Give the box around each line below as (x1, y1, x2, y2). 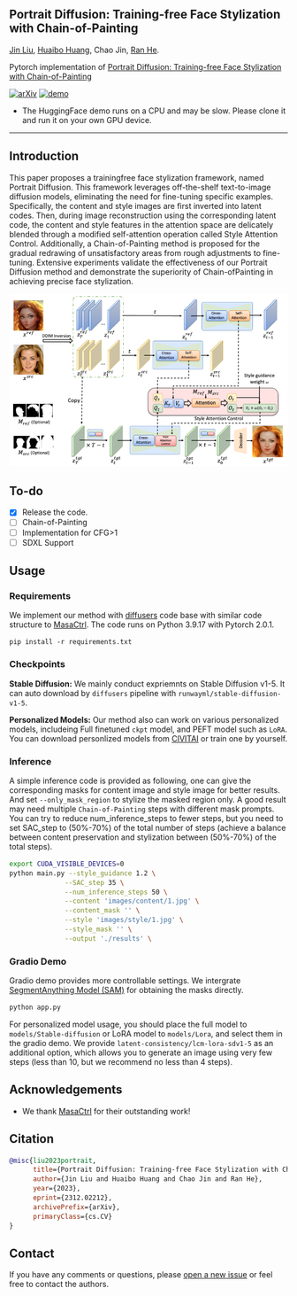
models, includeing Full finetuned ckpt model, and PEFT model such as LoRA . (9, 724, 288, 734)
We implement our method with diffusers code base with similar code (9, 610, 263, 621)
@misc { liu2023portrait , (9, 1156, 97, 1165)
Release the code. (21, 507, 88, 517)
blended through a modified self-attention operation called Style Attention (9, 229, 278, 239)
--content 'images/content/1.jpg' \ (65, 896, 200, 906)
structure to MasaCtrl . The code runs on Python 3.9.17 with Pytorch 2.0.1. (9, 619, 275, 630)
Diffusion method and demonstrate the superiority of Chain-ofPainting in (9, 266, 274, 277)
